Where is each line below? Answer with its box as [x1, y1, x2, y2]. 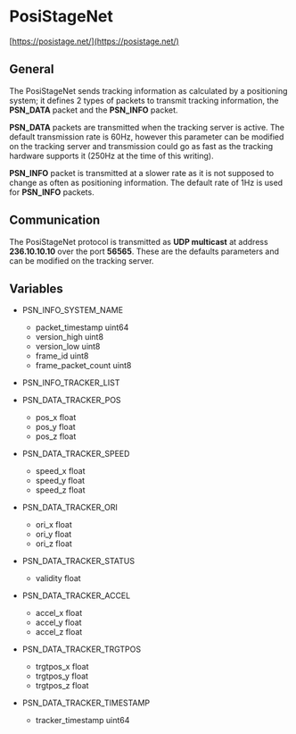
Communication [9, 213, 101, 228]
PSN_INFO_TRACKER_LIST [21, 377, 120, 388]
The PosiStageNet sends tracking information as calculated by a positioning [9, 85, 288, 96]
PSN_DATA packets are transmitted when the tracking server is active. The [9, 122, 285, 132]
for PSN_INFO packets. [9, 186, 95, 198]
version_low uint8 [35, 342, 101, 352]
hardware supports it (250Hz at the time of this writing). [9, 150, 214, 161]
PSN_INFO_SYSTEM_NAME [21, 305, 123, 316]
